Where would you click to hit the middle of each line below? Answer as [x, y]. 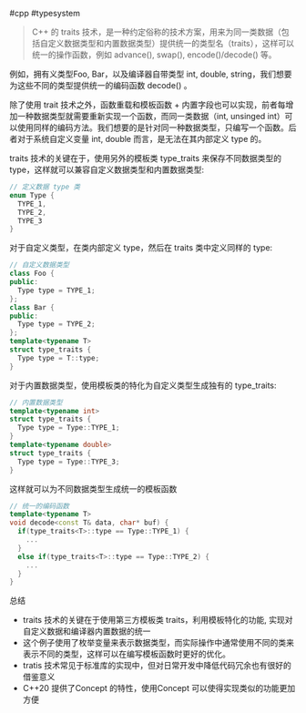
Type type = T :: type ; [59, 358]
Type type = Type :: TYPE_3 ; [69, 462]
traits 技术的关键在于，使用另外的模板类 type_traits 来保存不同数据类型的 [146, 158]
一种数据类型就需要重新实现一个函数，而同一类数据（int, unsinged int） [151, 116]
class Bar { [32, 307]
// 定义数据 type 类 [45, 187]
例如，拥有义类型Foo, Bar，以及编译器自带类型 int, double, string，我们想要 [151, 74]
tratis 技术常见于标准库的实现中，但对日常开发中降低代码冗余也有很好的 [157, 666]
